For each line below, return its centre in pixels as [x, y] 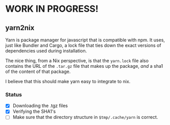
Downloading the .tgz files [40, 106]
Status [14, 94]
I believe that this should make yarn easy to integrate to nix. [68, 81]
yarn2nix [20, 28]
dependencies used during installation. [46, 51]
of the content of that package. [38, 71]
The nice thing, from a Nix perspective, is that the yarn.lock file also [77, 61]
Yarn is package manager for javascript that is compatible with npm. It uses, [85, 40]
